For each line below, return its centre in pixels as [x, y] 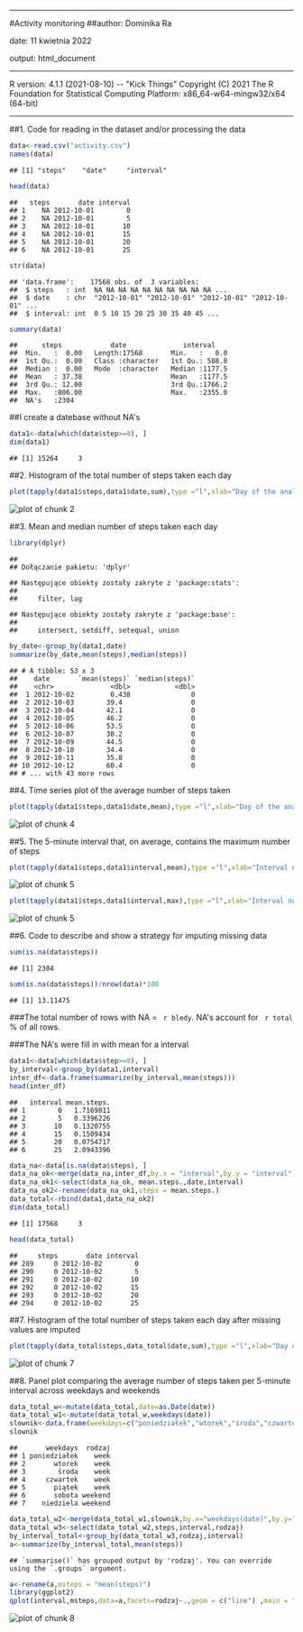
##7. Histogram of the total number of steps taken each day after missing [145, 1320]
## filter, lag [46, 599]
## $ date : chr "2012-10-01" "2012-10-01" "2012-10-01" [129, 298]
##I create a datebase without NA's [75, 417]
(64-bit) [24, 103]
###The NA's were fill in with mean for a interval [99, 1044]
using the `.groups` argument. [68, 1568]
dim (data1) [30, 443]
